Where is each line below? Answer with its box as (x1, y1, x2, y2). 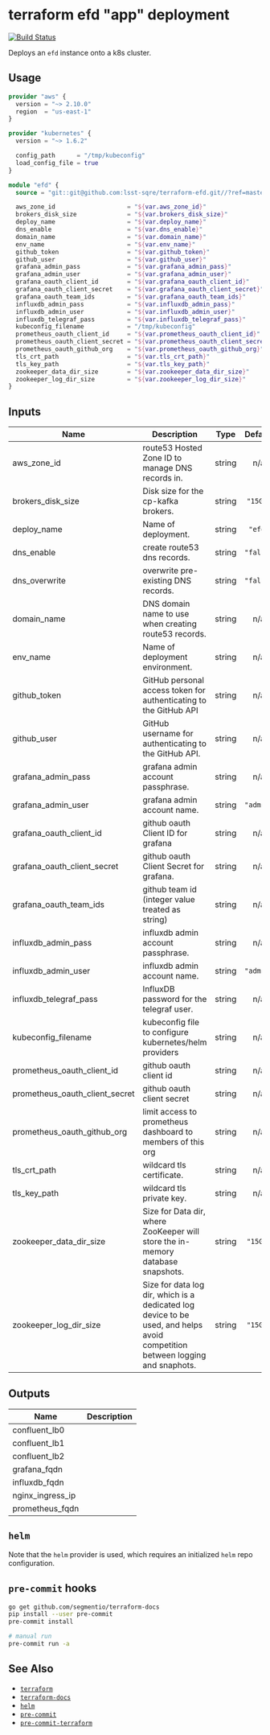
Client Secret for (142, 861, 205, 872)
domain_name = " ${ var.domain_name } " (15, 233, 207, 241)
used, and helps (142, 1320, 203, 1331)
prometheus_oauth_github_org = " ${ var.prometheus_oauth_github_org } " (15, 345, 264, 353)
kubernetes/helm (142, 1036, 207, 1048)
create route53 (142, 542, 199, 553)
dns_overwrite (12, 575, 66, 587)
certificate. (142, 1169, 183, 1181)
